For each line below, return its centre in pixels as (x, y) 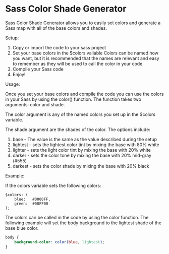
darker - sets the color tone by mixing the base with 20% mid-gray (82, 155)
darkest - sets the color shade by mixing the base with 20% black (81, 166)
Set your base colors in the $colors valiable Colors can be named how (86, 53)
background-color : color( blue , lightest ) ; (60, 242)
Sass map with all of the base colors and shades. (56, 28)
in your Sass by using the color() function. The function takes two (73, 99)
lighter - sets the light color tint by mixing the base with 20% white (82, 150)
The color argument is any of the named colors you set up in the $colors (80, 114)
